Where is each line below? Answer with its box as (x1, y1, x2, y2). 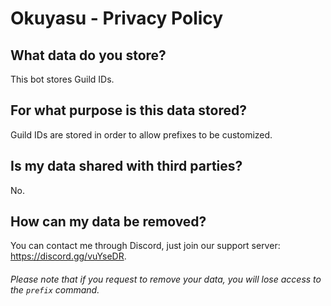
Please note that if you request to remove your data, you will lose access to (10, 273, 322, 286)
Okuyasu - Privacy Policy (10, 7, 224, 30)
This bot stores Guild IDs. (10, 73, 115, 85)
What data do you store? (10, 47, 167, 64)
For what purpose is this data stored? (10, 102, 247, 119)
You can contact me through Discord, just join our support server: (10, 240, 281, 252)
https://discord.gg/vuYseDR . (10, 250, 127, 262)
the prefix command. (10, 284, 100, 296)
